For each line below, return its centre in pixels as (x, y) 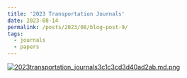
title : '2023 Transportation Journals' (66, 14)
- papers (27, 47)
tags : (15, 34)
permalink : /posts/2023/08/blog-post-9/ (68, 27)
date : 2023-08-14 (33, 21)
